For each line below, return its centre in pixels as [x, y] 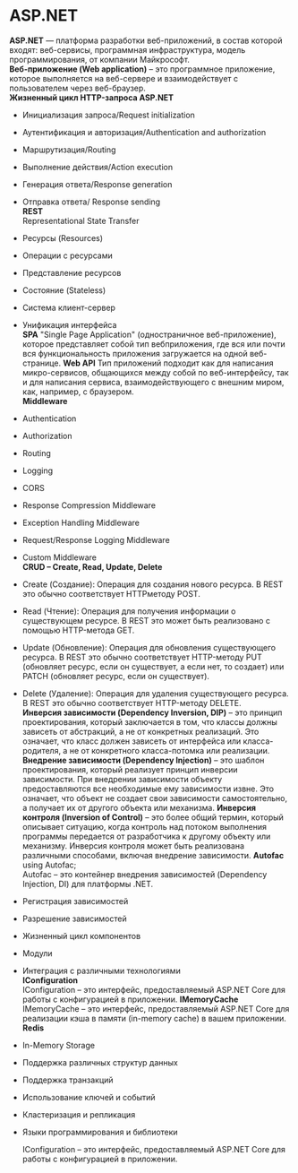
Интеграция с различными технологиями [101, 970]
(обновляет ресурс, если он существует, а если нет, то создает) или [153, 666]
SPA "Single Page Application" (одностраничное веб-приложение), [149, 334]
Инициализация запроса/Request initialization [108, 115]
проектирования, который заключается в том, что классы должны [149, 721]
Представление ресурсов [72, 272]
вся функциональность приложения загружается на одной [135, 353]
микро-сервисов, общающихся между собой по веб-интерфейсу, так [155, 372]
